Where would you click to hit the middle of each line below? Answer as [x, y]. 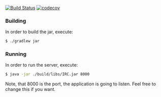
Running [16, 54]
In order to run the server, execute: [42, 65]
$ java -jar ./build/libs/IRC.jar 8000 [47, 74]
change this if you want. [30, 89]
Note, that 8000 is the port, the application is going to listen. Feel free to [81, 84]
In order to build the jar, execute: [39, 32]
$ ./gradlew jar [22, 41]
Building [16, 21]
